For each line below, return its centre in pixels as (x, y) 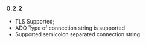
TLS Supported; (35, 22)
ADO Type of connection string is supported (70, 28)
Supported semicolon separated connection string (78, 34)
